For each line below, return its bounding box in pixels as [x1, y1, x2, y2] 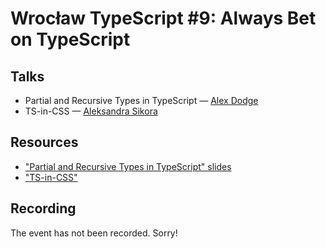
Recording [10, 200, 77, 217]
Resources [10, 134, 79, 151]
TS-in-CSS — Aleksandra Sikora [24, 105, 158, 117]
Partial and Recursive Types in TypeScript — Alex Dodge [24, 95, 259, 106]
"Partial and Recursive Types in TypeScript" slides [24, 160, 232, 172]
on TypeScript [10, 28, 131, 51]
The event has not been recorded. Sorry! [10, 227, 178, 239]
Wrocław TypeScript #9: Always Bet [10, 7, 317, 30]
